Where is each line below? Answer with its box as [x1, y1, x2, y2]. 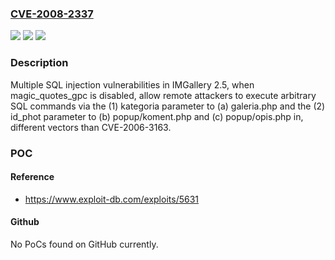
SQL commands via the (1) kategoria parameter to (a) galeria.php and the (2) [10, 100, 326, 112]
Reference [10, 171, 55, 183]
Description [10, 56, 69, 70]
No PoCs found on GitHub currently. [10, 238, 159, 250]
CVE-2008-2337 [10, 7, 94, 21]
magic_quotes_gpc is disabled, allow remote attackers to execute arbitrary [10, 89, 317, 101]
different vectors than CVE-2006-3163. [10, 121, 172, 133]
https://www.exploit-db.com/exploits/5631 [24, 193, 200, 205]
